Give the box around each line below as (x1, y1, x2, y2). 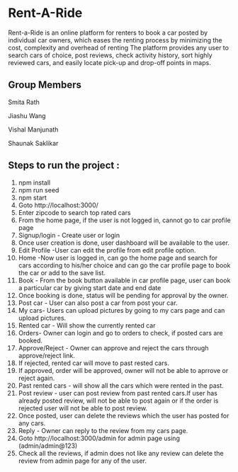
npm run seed (18, 185, 59, 194)
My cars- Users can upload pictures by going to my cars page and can (18, 306, 225, 314)
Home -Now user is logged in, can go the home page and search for (18, 253, 218, 262)
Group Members (8, 79, 82, 91)
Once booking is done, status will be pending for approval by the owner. (18, 291, 229, 299)
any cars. (18, 419, 46, 427)
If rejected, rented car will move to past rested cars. (18, 359, 169, 367)
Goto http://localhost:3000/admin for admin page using (18, 434, 180, 442)
